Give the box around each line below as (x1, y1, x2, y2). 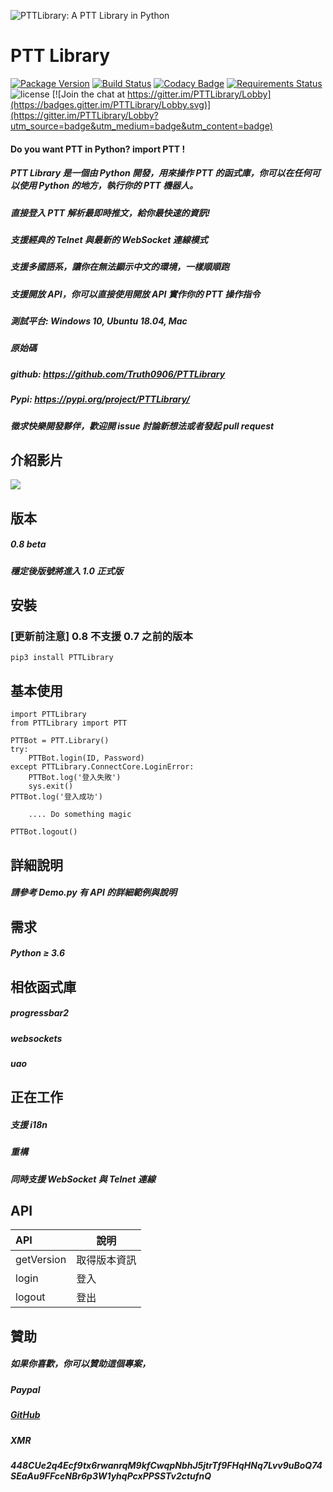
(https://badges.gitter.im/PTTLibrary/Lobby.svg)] (10, 98, 212, 110)
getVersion (15, 1253, 67, 1267)
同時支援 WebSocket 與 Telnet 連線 (10, 1173, 156, 1185)
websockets (10, 1032, 63, 1044)
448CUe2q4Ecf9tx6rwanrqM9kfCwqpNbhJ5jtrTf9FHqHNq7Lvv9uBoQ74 (10, 1459, 323, 1471)
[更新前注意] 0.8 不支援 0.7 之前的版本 (10, 629, 193, 643)
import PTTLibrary (10, 710, 87, 720)
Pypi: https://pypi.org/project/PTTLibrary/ (10, 393, 190, 405)
